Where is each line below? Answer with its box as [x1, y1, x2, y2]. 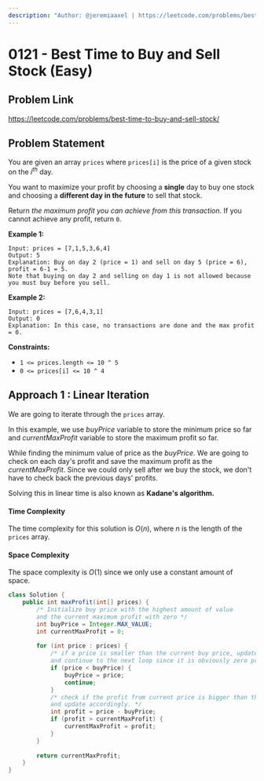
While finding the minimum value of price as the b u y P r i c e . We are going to [8, 448, 249, 458]
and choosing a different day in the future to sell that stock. [8, 191, 203, 200]
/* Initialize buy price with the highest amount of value [36, 606, 234, 614]
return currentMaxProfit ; [36, 751, 122, 760]
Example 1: [8, 229, 45, 239]
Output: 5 [8, 252, 41, 260]
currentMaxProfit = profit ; [64, 723, 156, 731]
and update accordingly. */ [49, 700, 143, 709]
